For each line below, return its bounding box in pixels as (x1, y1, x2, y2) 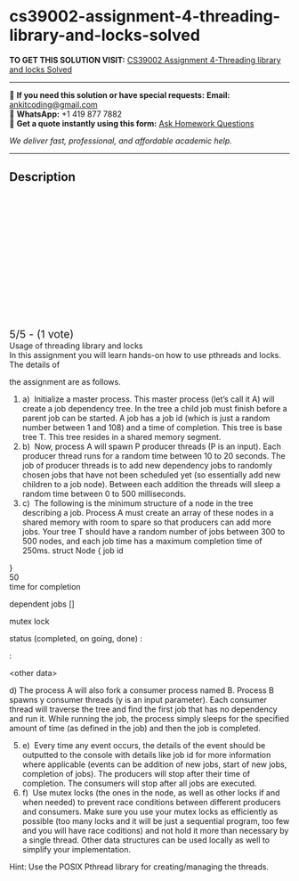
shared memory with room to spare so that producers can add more (21, 517, 271, 527)
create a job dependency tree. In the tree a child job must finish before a (21, 403, 287, 413)
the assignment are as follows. (9, 376, 122, 387)
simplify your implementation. (21, 844, 132, 854)
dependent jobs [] (9, 599, 76, 609)
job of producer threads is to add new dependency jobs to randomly (21, 460, 273, 470)
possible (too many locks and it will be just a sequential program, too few (21, 815, 290, 826)
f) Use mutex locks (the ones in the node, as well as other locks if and (21, 787, 280, 798)
